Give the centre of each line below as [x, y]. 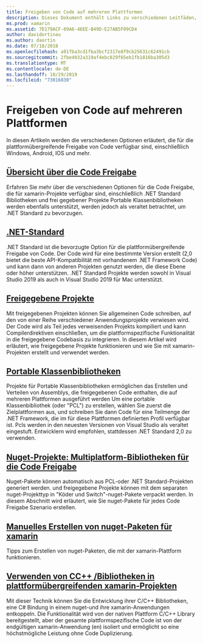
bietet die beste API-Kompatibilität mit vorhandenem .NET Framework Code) [102, 260]
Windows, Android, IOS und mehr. [49, 153]
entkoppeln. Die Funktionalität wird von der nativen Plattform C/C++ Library [101, 614]
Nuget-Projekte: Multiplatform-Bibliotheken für [98, 457]
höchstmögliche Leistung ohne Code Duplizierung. [70, 633]
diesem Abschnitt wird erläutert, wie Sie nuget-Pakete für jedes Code [93, 501]
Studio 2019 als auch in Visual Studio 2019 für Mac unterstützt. [85, 279]
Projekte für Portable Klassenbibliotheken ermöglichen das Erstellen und [97, 386]
